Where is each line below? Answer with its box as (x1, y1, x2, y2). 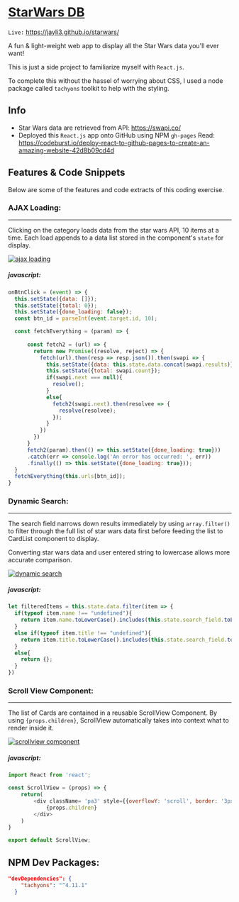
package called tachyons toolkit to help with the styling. (8, 84, 169, 92)
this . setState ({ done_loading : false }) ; (14, 308, 133, 316)
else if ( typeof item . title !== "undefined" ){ (14, 629, 152, 637)
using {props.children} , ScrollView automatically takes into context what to (8, 716, 229, 725)
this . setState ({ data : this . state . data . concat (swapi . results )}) (45, 361, 237, 368)
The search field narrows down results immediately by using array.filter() (8, 519, 231, 528)
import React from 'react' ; (8, 772, 91, 779)
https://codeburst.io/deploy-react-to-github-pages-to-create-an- (18, 138, 210, 147)
